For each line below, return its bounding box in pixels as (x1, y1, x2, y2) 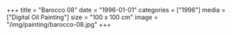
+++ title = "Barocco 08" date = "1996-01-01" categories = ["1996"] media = (6, 6, 226, 14)
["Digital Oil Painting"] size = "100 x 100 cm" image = (6, 13, 158, 21)
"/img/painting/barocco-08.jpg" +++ (6, 21, 111, 28)
